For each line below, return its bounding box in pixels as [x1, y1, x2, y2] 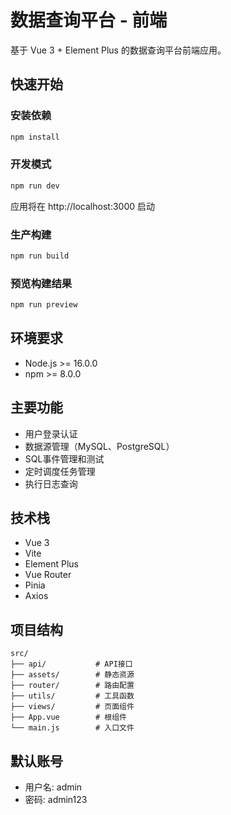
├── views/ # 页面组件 [10, 702, 135, 712]
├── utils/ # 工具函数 [10, 691, 135, 701]
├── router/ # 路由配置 [10, 681, 135, 691]
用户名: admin [24, 781, 83, 793]
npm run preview [10, 300, 78, 310]
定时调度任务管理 [24, 465, 96, 477]
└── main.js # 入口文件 [10, 723, 135, 733]
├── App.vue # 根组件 [10, 712, 128, 723]
